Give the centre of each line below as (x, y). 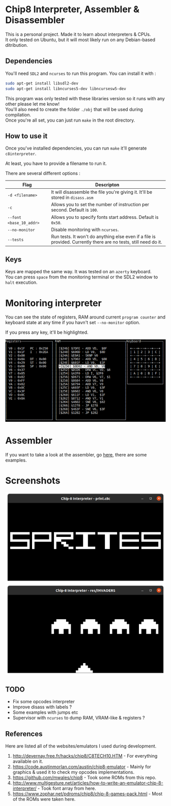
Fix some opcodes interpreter (44, 702)
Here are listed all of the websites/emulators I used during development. (81, 746)
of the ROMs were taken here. (44, 799)
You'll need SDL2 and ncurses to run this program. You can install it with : (81, 73)
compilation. (18, 114)
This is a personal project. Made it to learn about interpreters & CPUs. (78, 34)
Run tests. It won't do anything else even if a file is (103, 237)
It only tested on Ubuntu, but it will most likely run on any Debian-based (80, 40)
